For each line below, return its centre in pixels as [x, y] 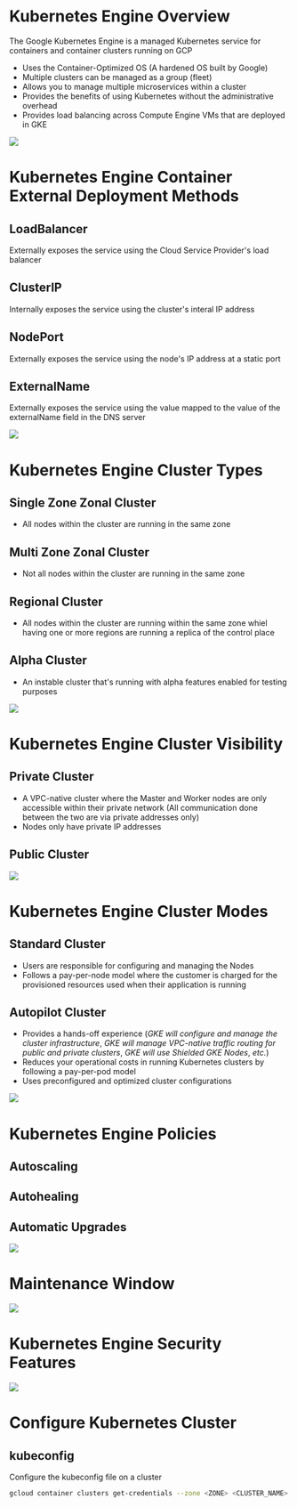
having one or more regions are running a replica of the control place [148, 632]
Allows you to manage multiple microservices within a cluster [134, 86]
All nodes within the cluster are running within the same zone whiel [145, 623]
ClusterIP [36, 288]
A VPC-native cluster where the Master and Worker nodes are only [144, 798]
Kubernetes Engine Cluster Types [136, 470]
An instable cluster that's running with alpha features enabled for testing [154, 682]
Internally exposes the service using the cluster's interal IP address [132, 309]
